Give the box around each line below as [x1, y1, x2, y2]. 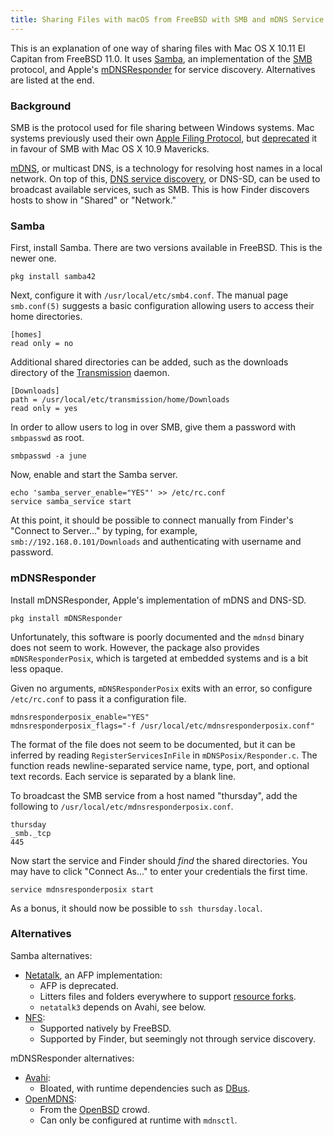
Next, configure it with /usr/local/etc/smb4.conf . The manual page [10, 289, 289, 301]
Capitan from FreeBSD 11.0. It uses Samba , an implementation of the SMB [10, 52, 313, 65]
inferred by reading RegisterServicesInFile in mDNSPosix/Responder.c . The [10, 749, 318, 761]
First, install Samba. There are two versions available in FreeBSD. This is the [10, 242, 323, 254]
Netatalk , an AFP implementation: [24, 969, 163, 981]
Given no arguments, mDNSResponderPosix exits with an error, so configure [10, 682, 313, 694]
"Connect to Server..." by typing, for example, [10, 525, 198, 537]
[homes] [10, 330, 43, 340]
